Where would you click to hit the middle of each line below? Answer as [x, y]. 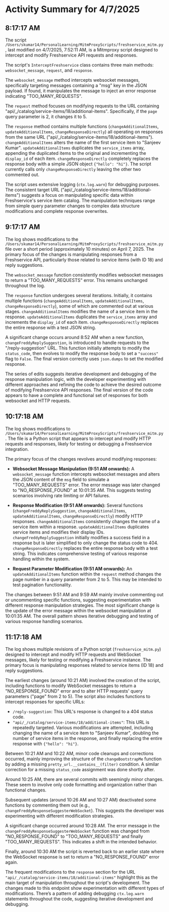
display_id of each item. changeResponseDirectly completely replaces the [82, 158]
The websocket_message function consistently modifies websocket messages [84, 275]
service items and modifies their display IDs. [59, 532]
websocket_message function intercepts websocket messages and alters [86, 474]
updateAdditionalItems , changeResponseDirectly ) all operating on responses [84, 132]
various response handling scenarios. [44, 621]
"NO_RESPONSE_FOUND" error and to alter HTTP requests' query [74, 691]
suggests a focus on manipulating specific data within [77, 195]
